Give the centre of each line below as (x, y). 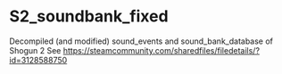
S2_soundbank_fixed (89, 16)
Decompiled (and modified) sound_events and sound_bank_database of (141, 41)
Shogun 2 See (35, 50)
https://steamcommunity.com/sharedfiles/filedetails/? (162, 50)
